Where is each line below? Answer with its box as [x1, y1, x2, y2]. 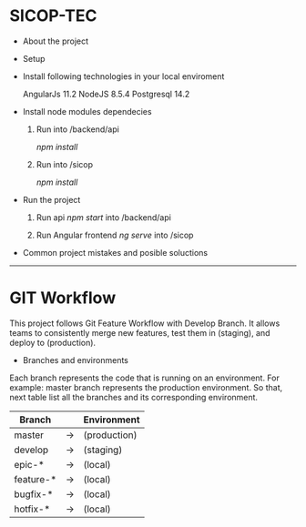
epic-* [14, 458, 45, 471]
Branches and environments [22, 354, 129, 365]
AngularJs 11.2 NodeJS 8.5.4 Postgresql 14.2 [22, 88, 190, 99]
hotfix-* [14, 502, 51, 515]
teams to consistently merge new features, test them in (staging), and [9, 327, 270, 338]
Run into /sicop [36, 158, 94, 169]
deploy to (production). [9, 337, 97, 348]
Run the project [22, 194, 81, 205]
